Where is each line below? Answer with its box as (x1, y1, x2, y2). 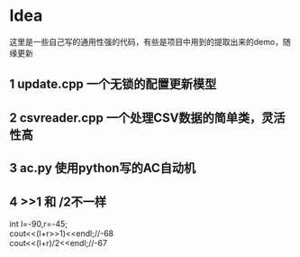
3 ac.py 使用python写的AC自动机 (9, 161, 196, 176)
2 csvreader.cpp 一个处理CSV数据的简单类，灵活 (9, 110, 286, 125)
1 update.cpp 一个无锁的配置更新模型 (9, 77, 217, 92)
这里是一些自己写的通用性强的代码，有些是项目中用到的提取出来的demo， (9, 36, 284, 47)
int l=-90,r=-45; (9, 218, 68, 229)
